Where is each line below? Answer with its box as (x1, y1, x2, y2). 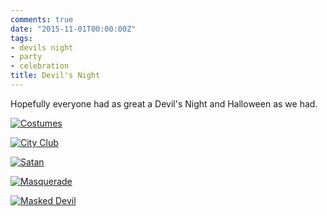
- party (10, 52, 43, 62)
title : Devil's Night (10, 71, 101, 81)
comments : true (10, 14, 74, 25)
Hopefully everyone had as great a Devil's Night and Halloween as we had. (10, 97, 318, 110)
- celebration (10, 61, 70, 71)
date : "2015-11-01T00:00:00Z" (10, 24, 137, 34)
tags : (10, 33, 33, 43)
